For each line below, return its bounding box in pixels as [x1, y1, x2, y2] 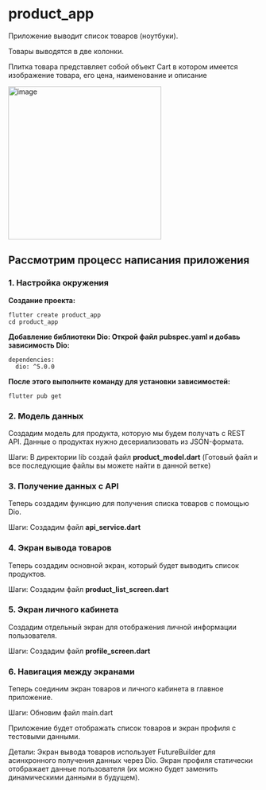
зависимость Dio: [8, 340, 70, 350]
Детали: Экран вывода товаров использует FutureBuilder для [8, 747, 216, 757]
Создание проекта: [8, 295, 75, 305]
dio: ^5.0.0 [15, 363, 56, 371]
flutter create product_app [8, 311, 102, 319]
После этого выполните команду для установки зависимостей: [8, 376, 230, 386]
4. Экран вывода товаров [8, 543, 112, 554]
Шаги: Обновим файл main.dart [8, 708, 114, 718]
